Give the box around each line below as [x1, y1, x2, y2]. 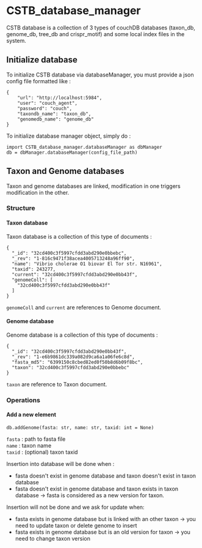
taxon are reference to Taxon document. [6, 380, 107, 388]
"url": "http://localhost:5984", [17, 94, 103, 101]
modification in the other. [6, 189, 70, 196]
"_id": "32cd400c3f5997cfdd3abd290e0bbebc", [12, 250, 127, 256]
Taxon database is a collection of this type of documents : [6, 233, 152, 240]
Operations [6, 396, 41, 404]
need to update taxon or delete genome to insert [15, 522, 137, 530]
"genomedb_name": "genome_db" [17, 116, 95, 122]
